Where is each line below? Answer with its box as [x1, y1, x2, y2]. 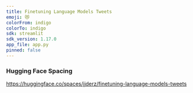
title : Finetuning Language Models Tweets [6, 8, 112, 15]
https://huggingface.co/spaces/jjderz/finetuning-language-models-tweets [6, 81, 187, 88]
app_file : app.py [6, 42, 49, 48]
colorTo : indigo [6, 25, 46, 31]
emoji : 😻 [6, 14, 30, 20]
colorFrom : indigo [6, 20, 51, 25]
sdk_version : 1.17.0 [6, 36, 57, 42]
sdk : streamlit [6, 31, 44, 37]
